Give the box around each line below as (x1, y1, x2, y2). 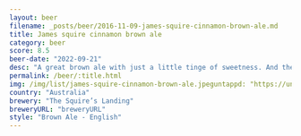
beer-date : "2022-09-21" (9, 55, 102, 64)
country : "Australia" (9, 88, 90, 97)
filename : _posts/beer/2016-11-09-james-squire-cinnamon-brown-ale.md (9, 21, 279, 30)
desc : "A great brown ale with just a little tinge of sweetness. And (9, 64, 279, 72)
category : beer (9, 38, 66, 47)
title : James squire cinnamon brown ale (9, 30, 163, 38)
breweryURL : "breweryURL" (9, 105, 106, 114)
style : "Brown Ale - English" (9, 113, 123, 122)
